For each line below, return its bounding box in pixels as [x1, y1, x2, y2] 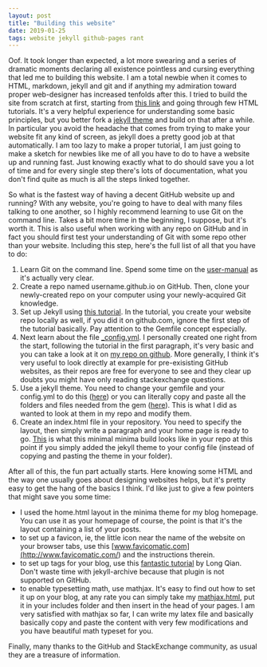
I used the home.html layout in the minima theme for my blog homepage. [19, 507, 259, 517]
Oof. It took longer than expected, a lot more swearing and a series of [8, 56, 237, 65]
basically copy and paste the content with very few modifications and [19, 618, 249, 627]
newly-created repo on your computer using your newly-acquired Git [19, 290, 246, 300]
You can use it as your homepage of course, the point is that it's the [19, 516, 243, 526]
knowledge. [19, 298, 59, 308]
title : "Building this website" [8, 19, 116, 27]
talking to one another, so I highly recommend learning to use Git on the [8, 207, 244, 216]
